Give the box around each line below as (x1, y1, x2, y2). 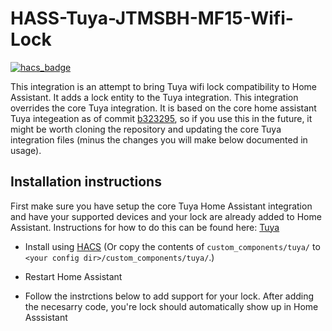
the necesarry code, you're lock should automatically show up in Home (24, 300, 319, 312)
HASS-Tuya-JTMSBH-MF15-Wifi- (10, 7, 294, 30)
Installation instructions (10, 173, 162, 191)
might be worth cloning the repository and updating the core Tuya (10, 123, 282, 135)
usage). (10, 144, 42, 156)
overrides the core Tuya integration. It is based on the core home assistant (10, 102, 317, 114)
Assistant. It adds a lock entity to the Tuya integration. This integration (10, 91, 299, 103)
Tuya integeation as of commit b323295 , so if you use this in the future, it (10, 112, 313, 124)
